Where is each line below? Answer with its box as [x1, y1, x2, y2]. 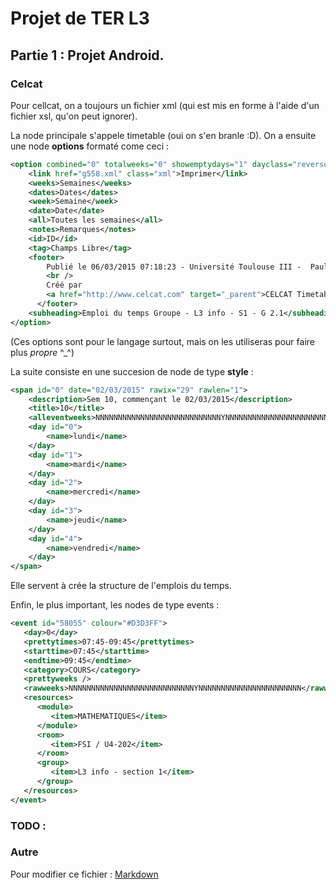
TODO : [10, 818, 47, 832]
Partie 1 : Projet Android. [10, 47, 165, 64]
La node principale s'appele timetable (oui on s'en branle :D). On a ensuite [10, 129, 317, 141]
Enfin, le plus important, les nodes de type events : [10, 599, 220, 611]
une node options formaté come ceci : [10, 140, 170, 152]
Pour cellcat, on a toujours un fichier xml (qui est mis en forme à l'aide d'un [10, 99, 320, 111]
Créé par [46, 280, 83, 291]
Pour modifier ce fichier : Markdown [10, 868, 159, 880]
